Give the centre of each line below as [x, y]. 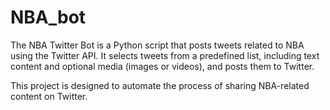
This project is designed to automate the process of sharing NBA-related [160, 85]
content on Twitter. [49, 96]
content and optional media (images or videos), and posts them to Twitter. [162, 66]
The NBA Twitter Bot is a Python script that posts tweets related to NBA [157, 45]
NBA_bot [48, 17]
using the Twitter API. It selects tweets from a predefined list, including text [165, 55]
